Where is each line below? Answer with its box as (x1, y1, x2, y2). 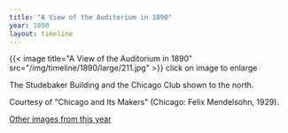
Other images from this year (9, 114, 112, 124)
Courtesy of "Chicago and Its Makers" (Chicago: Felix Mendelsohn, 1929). (9, 97, 279, 107)
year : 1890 (9, 21, 50, 30)
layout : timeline (9, 29, 74, 38)
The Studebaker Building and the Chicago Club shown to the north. (9, 80, 254, 91)
